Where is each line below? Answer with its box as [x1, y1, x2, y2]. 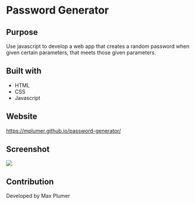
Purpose [6, 27, 38, 37]
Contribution [6, 177, 54, 187]
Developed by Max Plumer [6, 193, 71, 200]
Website [6, 112, 37, 122]
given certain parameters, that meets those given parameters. [6, 49, 156, 56]
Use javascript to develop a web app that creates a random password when [6, 43, 190, 50]
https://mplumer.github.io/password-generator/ [6, 127, 121, 134]
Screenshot [6, 144, 50, 154]
